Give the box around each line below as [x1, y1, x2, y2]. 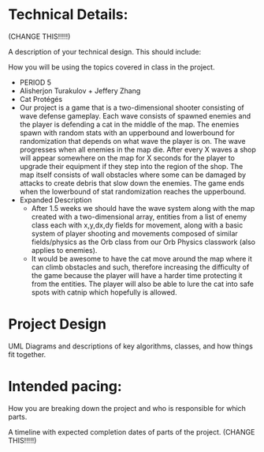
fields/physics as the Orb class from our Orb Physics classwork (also [31, 237, 256, 247]
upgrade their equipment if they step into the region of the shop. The [19, 161, 244, 171]
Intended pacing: [8, 378, 122, 396]
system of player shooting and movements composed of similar [31, 228, 238, 238]
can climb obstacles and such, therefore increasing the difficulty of [31, 262, 250, 272]
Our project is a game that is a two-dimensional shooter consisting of [19, 103, 244, 112]
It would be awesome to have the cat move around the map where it [31, 254, 252, 263]
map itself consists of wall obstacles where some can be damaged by [19, 170, 247, 179]
